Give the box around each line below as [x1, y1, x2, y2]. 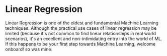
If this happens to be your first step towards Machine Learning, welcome [5, 41, 156, 47]
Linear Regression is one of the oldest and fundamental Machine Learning [5, 20, 158, 26]
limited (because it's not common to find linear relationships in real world [5, 30, 156, 36]
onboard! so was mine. [5, 46, 53, 52]
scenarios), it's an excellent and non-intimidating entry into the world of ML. [5, 36, 162, 42]
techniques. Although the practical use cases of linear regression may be [5, 25, 157, 31]
